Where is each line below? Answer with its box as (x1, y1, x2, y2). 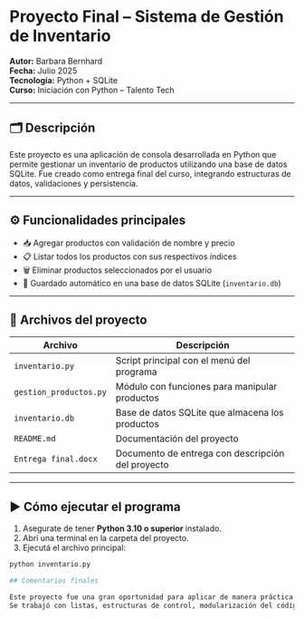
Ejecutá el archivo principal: (22, 542, 127, 554)
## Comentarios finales (9, 576, 100, 585)
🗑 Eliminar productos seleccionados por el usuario (22, 265, 213, 276)
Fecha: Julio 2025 (9, 65, 78, 76)
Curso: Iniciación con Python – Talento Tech (9, 84, 175, 95)
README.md (14, 433, 56, 444)
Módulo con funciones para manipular (115, 381, 278, 393)
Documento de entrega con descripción (115, 447, 285, 459)
